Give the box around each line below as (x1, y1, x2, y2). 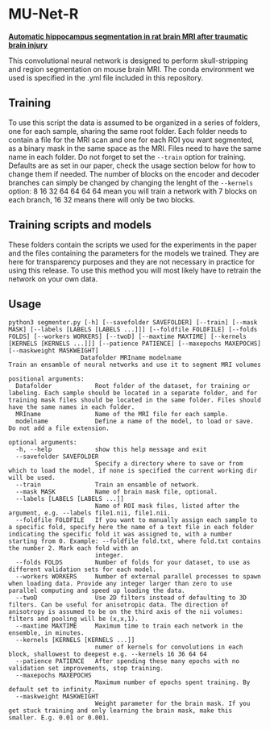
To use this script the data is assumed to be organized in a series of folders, (8, 118, 260, 127)
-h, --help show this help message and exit (15, 445, 207, 454)
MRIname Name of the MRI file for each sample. (15, 411, 229, 419)
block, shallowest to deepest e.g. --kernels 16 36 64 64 (8, 650, 207, 658)
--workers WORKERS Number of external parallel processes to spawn (15, 573, 262, 581)
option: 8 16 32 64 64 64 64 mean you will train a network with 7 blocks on (8, 186, 258, 196)
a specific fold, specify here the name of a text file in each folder (8, 524, 254, 532)
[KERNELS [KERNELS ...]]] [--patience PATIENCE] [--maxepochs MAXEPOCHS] (8, 340, 262, 348)
